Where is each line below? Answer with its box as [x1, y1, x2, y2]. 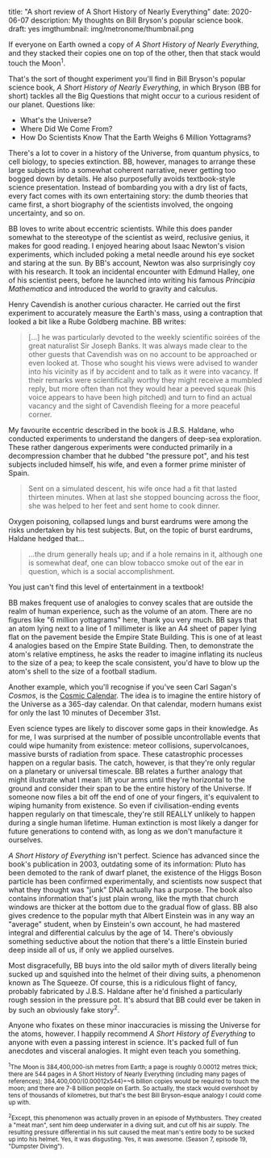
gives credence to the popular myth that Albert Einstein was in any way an [8, 910, 256, 920]
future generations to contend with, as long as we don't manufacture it [8, 826, 243, 836]
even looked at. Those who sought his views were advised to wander [27, 358, 258, 367]
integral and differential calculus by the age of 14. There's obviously [8, 928, 234, 938]
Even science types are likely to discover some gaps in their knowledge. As [8, 723, 259, 733]
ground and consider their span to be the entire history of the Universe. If [8, 783, 252, 793]
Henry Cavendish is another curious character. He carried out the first [8, 299, 240, 309]
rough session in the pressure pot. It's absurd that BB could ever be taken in [8, 995, 261, 1005]
